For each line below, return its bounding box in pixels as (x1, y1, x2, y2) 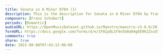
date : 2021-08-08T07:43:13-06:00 (5, 43, 73, 47)
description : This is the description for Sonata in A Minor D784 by (5, 11, 149, 16)
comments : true (5, 34, 36, 39)
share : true (5, 38, 29, 43)
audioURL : (5, 25, 25, 30)
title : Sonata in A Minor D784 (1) (5, 7, 77, 12)
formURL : (5, 29, 23, 34)
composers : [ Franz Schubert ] (5, 16, 64, 21)
